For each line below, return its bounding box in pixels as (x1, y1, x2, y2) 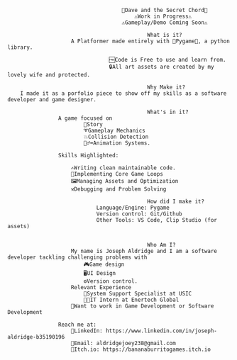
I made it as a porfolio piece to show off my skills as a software (20, 90, 227, 97)
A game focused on (57, 115, 113, 122)
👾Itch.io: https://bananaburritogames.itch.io (70, 346, 211, 353)
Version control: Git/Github (96, 210, 182, 218)
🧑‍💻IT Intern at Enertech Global (83, 296, 180, 303)
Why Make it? (147, 84, 186, 91)
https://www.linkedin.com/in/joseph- (105, 327, 218, 334)
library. (7, 44, 33, 51)
